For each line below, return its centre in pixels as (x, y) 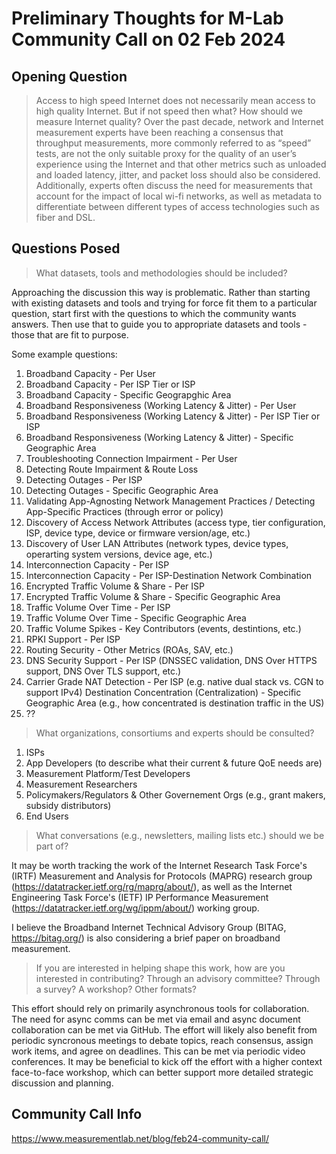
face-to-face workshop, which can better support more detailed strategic (162, 1072)
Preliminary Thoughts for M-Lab (147, 18)
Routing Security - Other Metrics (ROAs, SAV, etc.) (129, 649)
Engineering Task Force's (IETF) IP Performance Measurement (140, 897)
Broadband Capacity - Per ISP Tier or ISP (110, 384)
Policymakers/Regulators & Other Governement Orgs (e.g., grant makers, (175, 794)
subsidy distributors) (68, 805)
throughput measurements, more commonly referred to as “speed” (173, 143)
